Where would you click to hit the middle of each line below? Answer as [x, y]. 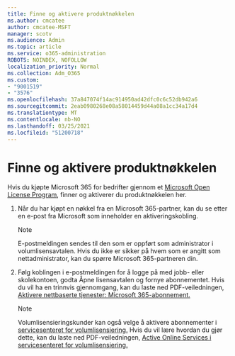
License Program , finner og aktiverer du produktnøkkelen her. [97, 195]
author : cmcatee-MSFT [39, 27]
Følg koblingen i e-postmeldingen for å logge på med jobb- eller [111, 272]
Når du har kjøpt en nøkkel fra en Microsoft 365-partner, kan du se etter [122, 208]
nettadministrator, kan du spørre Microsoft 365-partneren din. [108, 259]
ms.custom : [23, 80]
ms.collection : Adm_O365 [44, 73]
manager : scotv [30, 34]
